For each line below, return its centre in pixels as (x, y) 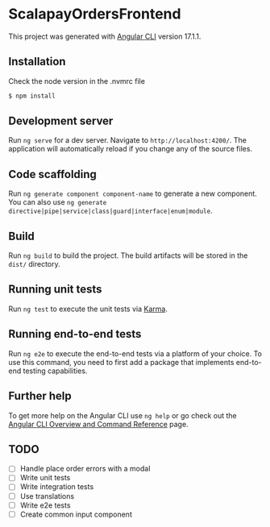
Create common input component (76, 514)
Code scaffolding (52, 174)
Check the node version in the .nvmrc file (77, 81)
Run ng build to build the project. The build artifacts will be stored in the (128, 255)
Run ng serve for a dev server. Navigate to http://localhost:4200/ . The (128, 140)
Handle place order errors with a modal (85, 469)
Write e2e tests (45, 505)
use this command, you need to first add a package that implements (121, 362)
